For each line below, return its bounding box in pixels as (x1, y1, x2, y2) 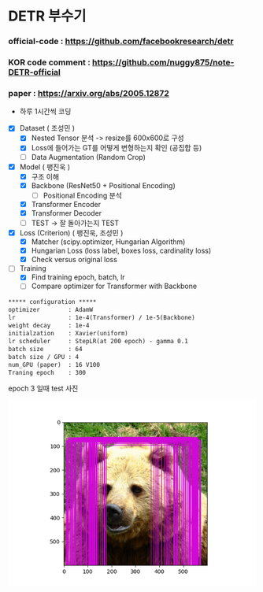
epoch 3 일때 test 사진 (8, 383, 79, 394)
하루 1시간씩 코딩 (19, 107, 72, 117)
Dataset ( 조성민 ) (19, 124, 76, 133)
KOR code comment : (8, 57, 91, 68)
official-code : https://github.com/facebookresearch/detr (8, 36, 234, 47)
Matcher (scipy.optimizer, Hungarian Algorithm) (31, 237, 186, 246)
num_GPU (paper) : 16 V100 (8, 361, 101, 369)
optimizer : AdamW (8, 306, 93, 314)
